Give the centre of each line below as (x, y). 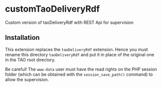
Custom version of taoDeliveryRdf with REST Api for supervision (69, 22)
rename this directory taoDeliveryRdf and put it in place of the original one (80, 54)
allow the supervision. (27, 79)
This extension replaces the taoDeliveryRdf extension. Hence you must (77, 49)
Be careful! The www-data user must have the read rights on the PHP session (81, 69)
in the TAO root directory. (30, 60)
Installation (22, 38)
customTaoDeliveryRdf (53, 9)
